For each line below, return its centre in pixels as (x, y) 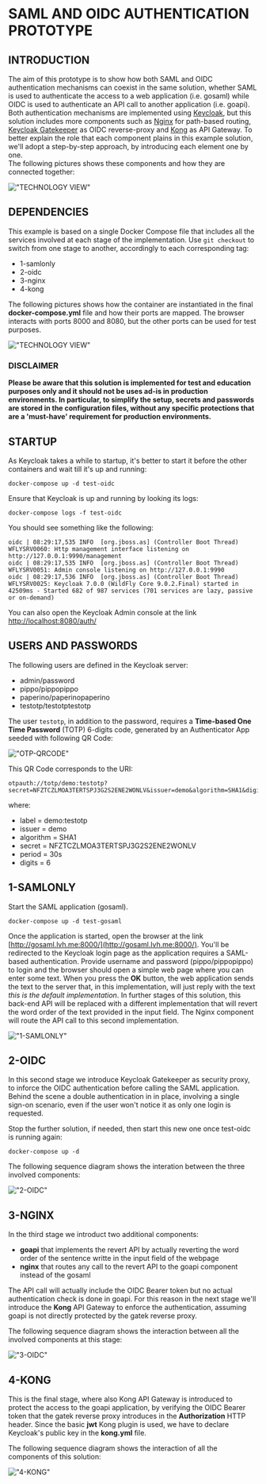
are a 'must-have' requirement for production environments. (110, 417)
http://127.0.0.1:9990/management (65, 556)
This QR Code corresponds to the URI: (70, 769)
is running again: (35, 1137)
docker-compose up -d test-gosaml (65, 921)
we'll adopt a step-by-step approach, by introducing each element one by (129, 146)
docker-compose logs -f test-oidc (65, 513)
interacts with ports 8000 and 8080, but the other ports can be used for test (132, 321)
